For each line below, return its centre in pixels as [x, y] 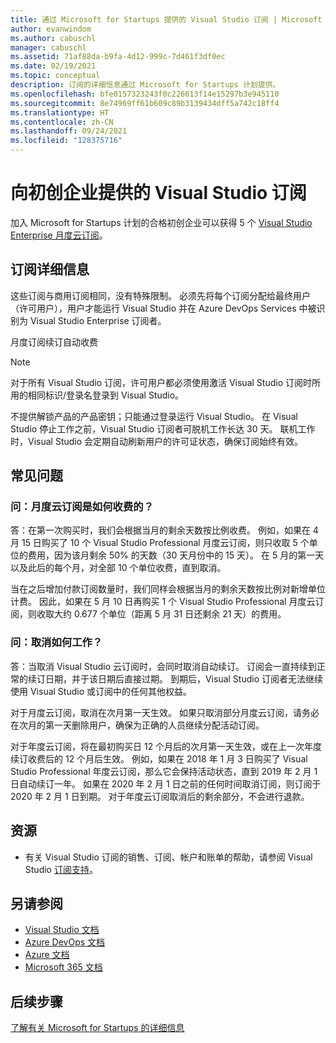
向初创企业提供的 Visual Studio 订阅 [158, 193]
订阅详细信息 [50, 269]
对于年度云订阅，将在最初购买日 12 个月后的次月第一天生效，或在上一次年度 [166, 746]
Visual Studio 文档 [62, 930]
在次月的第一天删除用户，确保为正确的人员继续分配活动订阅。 [137, 725]
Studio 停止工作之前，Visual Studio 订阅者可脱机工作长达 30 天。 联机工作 [163, 428]
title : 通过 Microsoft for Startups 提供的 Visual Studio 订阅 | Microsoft [166, 19]
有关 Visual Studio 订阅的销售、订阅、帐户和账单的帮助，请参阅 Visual [168, 857]
